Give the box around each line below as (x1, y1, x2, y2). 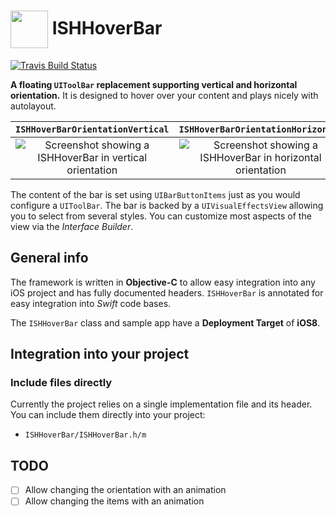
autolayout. (10, 100, 57, 112)
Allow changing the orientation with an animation (24, 484, 227, 496)
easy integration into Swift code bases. (10, 297, 172, 309)
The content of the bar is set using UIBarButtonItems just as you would (10, 188, 301, 200)
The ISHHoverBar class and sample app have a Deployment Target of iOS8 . (10, 316, 321, 329)
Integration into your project (10, 346, 190, 363)
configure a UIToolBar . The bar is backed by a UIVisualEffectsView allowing (10, 199, 324, 211)
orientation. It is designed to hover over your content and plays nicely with (10, 89, 319, 101)
